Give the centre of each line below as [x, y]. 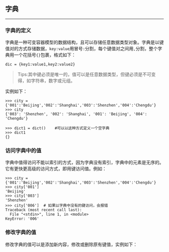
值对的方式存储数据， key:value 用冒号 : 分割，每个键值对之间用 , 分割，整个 [81, 49]
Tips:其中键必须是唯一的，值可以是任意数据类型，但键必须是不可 [84, 74]
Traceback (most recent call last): [44, 210]
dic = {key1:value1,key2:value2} [40, 64]
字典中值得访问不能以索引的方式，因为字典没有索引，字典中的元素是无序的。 [84, 162]
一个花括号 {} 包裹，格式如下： [45, 55]
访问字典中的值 [23, 151]
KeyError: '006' [22, 219]
